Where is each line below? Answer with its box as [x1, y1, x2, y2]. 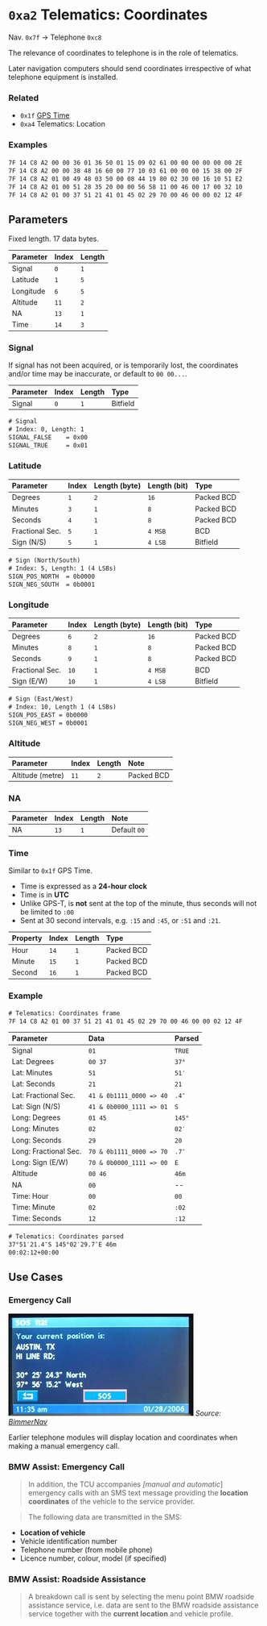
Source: [195, 1408, 221, 1418]
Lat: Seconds [11, 1079, 55, 1089]
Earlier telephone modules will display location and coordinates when [8, 1433, 238, 1442]
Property [11, 934, 43, 943]
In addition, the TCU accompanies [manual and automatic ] [27, 1479, 224, 1489]
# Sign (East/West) [8, 695, 74, 703]
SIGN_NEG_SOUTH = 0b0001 [8, 580, 95, 588]
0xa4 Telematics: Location [19, 119, 106, 129]
